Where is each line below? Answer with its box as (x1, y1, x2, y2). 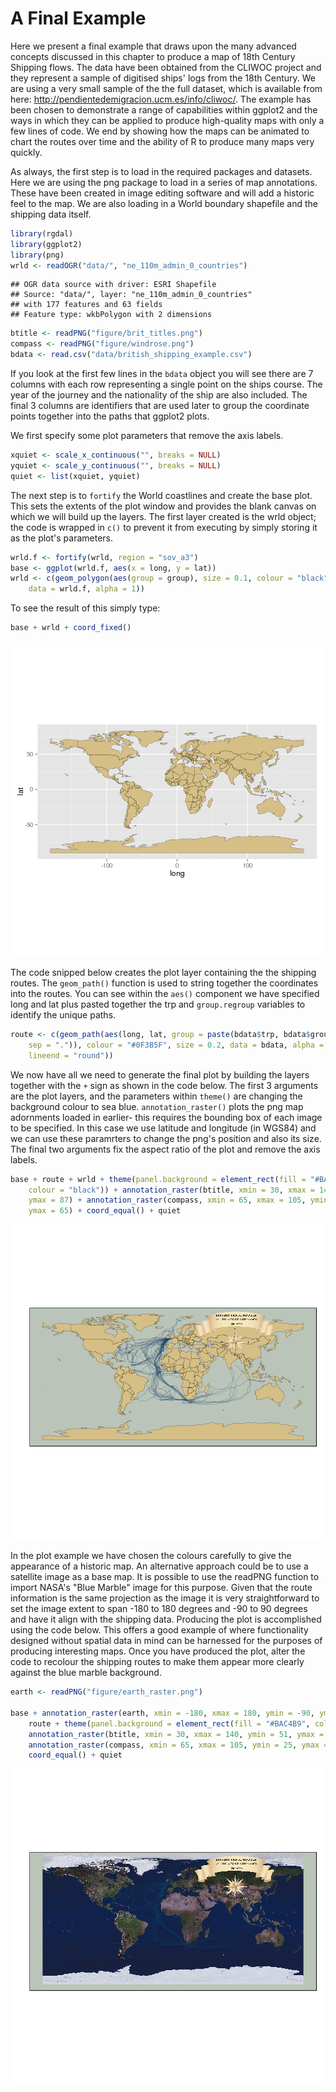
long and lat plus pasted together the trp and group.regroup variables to (10, 998, 306, 1011)
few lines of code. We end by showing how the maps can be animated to (10, 125, 310, 137)
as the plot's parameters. (10, 532, 114, 544)
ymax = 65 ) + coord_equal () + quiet (28, 1206, 182, 1216)
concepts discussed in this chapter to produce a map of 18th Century (10, 50, 296, 62)
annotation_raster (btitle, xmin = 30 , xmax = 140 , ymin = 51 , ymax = (28, 1729, 325, 1739)
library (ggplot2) (10, 239, 83, 249)
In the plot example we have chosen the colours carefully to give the (10, 1550, 292, 1562)
